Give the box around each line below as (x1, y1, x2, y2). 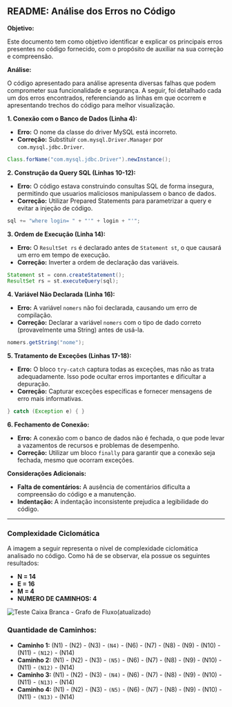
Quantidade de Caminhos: (7, 625, 97, 635)
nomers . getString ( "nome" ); (7, 339, 85, 346)
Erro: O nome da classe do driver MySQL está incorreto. (17, 127, 177, 136)
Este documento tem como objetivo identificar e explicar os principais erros (7, 37, 223, 46)
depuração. (17, 380, 50, 388)
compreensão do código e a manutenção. (17, 490, 137, 499)
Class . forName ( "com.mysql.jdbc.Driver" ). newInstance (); (7, 156, 171, 163)
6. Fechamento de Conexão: (7, 420, 90, 429)
